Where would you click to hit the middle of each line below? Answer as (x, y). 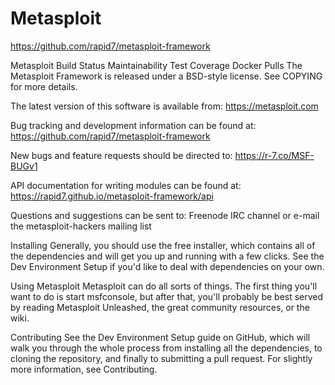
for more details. (44, 86)
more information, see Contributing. (84, 369)
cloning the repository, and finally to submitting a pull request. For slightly (161, 358)
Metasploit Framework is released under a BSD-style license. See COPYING (166, 76)
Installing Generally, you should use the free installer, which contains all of (163, 245)
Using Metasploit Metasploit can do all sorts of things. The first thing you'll (164, 286)
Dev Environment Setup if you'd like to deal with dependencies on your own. (167, 266)
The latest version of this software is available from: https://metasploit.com (164, 106)
